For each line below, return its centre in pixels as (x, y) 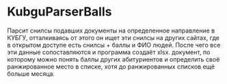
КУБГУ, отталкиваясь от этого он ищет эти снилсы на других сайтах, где (113, 37)
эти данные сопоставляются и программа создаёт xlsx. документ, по (109, 52)
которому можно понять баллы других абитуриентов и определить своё (113, 59)
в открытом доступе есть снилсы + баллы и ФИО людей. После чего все (114, 45)
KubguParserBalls (59, 12)
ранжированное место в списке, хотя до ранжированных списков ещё (111, 66)
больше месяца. (31, 73)
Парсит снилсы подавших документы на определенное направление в (111, 30)
